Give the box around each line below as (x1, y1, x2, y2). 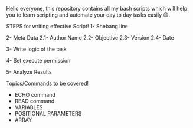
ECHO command (14, 91, 56, 98)
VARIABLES (14, 104, 43, 111)
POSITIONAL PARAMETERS (14, 110, 82, 117)
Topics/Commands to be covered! (6, 80, 89, 87)
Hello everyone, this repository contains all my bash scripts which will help (6, 5, 188, 12)
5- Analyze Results (6, 68, 52, 76)
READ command (14, 97, 55, 104)
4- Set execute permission (6, 57, 71, 64)
